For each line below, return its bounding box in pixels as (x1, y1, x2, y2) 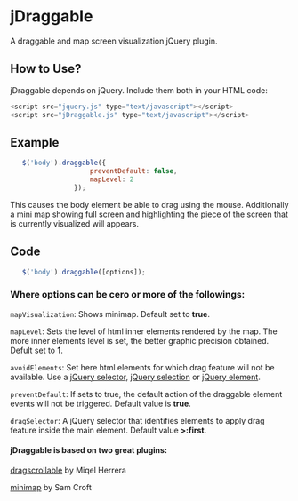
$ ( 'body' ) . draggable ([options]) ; (21, 267, 146, 276)
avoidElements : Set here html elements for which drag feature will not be (10, 362, 275, 372)
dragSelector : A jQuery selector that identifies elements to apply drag (10, 415, 265, 425)
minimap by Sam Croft (10, 482, 93, 492)
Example (10, 135, 60, 150)
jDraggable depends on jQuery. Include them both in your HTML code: (10, 84, 268, 95)
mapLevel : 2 (89, 175, 134, 184)
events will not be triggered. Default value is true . (10, 398, 192, 409)
